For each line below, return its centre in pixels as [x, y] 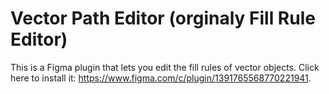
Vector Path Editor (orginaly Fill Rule [163, 18]
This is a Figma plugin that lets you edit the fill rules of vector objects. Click [165, 67]
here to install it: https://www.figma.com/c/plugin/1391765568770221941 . [161, 78]
